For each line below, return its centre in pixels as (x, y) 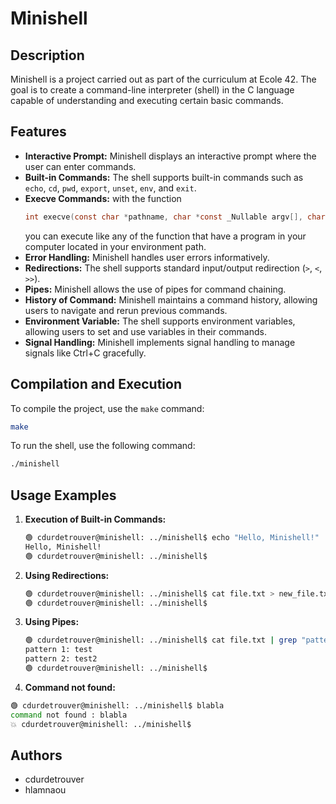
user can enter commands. (80, 166)
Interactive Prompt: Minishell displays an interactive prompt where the (170, 156)
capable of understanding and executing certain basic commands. (147, 100)
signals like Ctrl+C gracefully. (85, 353)
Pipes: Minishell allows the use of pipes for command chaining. (155, 289)
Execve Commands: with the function (103, 198)
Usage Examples (63, 495)
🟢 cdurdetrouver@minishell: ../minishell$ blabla (117, 705)
